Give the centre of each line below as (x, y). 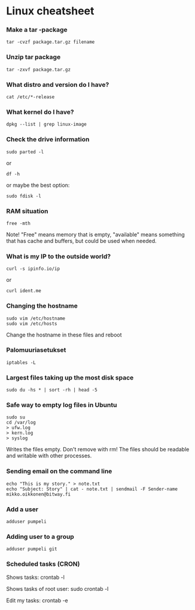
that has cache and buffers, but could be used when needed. (81, 241)
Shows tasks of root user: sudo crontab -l (57, 588)
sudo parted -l (25, 152)
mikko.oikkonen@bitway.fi (38, 494)
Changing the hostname (42, 306)
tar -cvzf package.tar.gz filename (51, 42)
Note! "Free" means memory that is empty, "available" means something (96, 234)
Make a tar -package (37, 30)
